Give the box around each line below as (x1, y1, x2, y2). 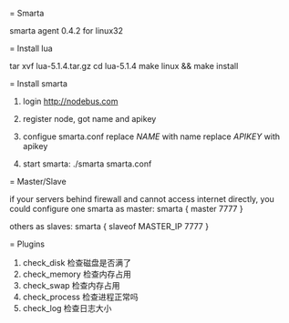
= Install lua (9, 43, 53, 54)
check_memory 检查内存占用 (22, 268, 132, 279)
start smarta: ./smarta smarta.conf (22, 158, 152, 169)
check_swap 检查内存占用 (22, 280, 120, 290)
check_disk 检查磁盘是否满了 (22, 257, 132, 267)
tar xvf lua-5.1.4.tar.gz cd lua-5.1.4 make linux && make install (9, 61, 239, 71)
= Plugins (9, 238, 46, 249)
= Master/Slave (9, 177, 67, 187)
